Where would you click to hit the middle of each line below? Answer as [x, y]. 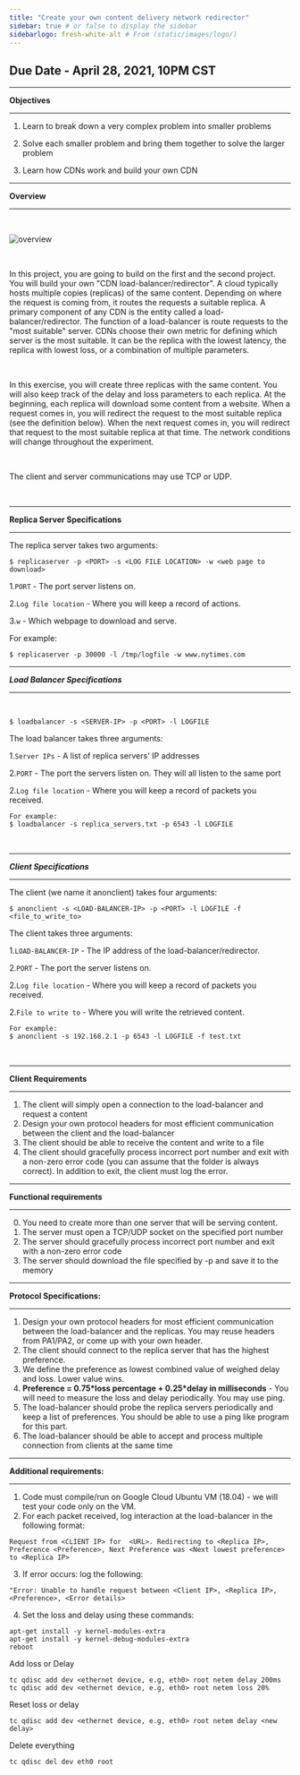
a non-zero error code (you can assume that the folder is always [141, 1162]
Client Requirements [48, 1079]
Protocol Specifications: [55, 1296]
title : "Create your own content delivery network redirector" [129, 17]
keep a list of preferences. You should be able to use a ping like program [155, 1417]
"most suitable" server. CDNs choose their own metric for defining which [143, 331]
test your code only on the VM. [79, 1506]
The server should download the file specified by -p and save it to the [150, 1261]
